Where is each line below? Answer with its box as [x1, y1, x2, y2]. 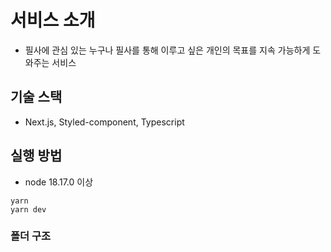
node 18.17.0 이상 [24, 176, 94, 188]
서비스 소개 [10, 9, 96, 32]
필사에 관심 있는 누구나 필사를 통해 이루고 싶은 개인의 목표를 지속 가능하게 [24, 44, 311, 56]
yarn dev [10, 204, 47, 215]
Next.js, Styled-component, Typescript [24, 116, 185, 128]
